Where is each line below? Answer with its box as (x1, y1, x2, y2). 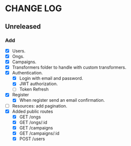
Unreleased (5, 22, 41, 31)
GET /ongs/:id (19, 119, 48, 125)
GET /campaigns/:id (19, 130, 59, 136)
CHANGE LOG (5, 3, 62, 14)
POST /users (19, 136, 45, 142)
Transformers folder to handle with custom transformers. (12, 64, 127, 71)
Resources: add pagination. (12, 103, 67, 109)
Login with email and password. (19, 75, 83, 81)
